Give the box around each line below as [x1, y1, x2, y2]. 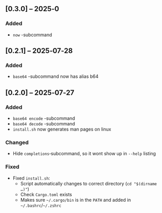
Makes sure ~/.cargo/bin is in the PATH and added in [20, 197, 131, 203]
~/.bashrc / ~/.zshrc [20, 202, 62, 208]
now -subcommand [12, 31, 52, 38]
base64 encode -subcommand [12, 115, 75, 121]
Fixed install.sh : [12, 175, 50, 181]
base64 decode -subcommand [12, 121, 75, 127]
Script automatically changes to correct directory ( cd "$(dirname [20, 180, 157, 186]
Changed [5, 139, 29, 146]
